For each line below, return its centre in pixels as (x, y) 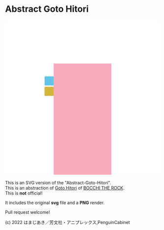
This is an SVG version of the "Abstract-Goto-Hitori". (58, 182)
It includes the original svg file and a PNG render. (55, 202)
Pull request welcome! (27, 212)
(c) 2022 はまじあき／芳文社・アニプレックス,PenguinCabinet (68, 222)
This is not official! (24, 193)
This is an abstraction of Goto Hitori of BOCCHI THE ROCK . (65, 188)
